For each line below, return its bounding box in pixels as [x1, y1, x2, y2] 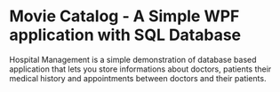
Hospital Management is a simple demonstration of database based [9, 54, 257, 65]
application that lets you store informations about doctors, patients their [9, 64, 272, 74]
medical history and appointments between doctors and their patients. [9, 73, 267, 83]
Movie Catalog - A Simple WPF [9, 6, 240, 27]
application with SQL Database [9, 25, 242, 45]
